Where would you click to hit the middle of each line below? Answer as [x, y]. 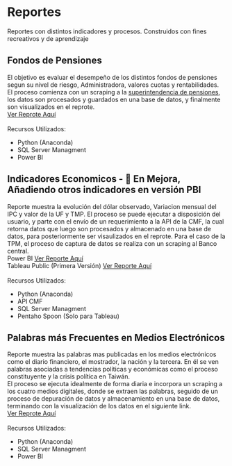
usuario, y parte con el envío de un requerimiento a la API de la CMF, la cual [116, 221]
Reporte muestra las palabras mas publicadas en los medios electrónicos [112, 354]
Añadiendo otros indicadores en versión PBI [104, 190]
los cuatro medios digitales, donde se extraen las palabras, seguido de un [113, 391]
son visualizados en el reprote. [51, 107]
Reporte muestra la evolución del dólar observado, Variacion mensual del [112, 206]
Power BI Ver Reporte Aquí [45, 258]
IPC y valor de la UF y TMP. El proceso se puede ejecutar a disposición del [114, 214]
